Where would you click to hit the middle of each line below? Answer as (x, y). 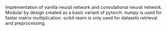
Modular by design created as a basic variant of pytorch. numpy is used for (83, 12)
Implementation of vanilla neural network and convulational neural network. (84, 7)
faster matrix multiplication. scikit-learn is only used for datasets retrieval (81, 18)
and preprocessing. (26, 23)
